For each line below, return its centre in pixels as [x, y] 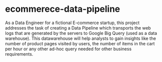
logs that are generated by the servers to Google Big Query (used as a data [81, 33]
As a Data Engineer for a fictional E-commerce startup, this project [72, 23]
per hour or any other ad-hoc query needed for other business [68, 49]
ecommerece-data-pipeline [63, 9]
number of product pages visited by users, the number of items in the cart [80, 43]
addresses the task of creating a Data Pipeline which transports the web [78, 28]
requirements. [19, 54]
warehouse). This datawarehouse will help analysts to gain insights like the [81, 38]
